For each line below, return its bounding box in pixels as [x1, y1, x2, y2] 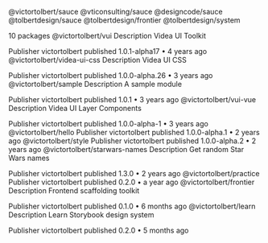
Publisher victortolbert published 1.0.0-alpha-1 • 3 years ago [8, 119, 209, 128]
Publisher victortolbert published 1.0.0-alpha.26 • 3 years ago [8, 71, 213, 80]
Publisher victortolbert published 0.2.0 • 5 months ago [8, 225, 189, 235]
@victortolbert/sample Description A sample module [8, 80, 183, 89]
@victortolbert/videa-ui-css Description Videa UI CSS [8, 56, 188, 64]
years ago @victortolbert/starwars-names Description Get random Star [8, 145, 244, 154]
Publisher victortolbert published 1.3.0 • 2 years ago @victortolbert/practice [8, 169, 260, 178]
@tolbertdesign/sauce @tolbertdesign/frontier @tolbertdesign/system [8, 15, 241, 25]
